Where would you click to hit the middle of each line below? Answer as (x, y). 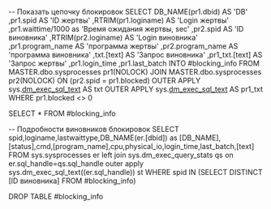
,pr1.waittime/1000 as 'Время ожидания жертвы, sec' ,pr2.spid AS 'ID (126, 29)
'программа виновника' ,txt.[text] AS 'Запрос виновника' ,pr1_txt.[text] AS (135, 55)
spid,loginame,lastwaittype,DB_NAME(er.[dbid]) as (93, 138)
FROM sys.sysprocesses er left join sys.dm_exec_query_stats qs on (121, 155)
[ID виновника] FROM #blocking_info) (72, 181)
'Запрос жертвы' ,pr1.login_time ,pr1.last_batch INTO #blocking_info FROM (134, 63)
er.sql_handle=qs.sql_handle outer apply (76, 164)
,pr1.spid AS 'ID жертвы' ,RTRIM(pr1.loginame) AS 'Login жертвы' (119, 20)
